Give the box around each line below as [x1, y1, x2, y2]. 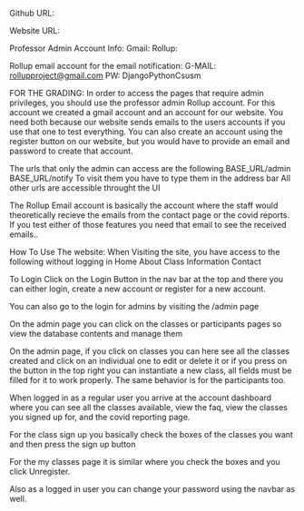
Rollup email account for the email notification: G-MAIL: [9, 61, 217, 71]
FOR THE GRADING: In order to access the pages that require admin [9, 88, 265, 98]
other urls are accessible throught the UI [9, 182, 161, 193]
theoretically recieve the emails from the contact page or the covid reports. [9, 210, 290, 221]
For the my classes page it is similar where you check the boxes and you [9, 457, 281, 467]
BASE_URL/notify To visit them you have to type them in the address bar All [9, 172, 291, 183]
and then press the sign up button [9, 439, 136, 449]
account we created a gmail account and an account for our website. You [9, 107, 284, 117]
